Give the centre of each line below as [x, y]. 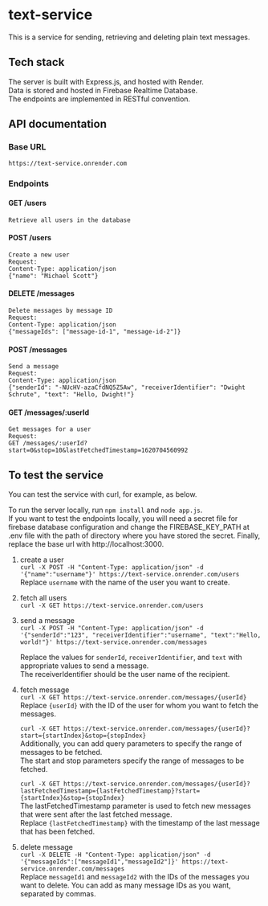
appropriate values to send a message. [84, 666]
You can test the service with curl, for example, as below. [103, 494]
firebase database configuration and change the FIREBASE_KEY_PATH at [129, 527]
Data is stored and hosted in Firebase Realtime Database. [103, 90]
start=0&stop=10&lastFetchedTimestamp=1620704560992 [98, 451]
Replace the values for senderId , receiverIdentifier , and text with [131, 658]
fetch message [45, 690]
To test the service [56, 475]
